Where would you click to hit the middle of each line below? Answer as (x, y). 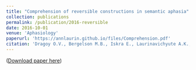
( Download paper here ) (34, 60)
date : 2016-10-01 (27, 28)
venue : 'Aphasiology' (32, 33)
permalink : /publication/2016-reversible (57, 22)
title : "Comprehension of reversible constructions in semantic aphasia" (98, 11)
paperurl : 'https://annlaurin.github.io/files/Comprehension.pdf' (88, 38)
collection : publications (37, 17)
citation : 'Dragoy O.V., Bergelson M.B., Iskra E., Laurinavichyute (91, 44)
